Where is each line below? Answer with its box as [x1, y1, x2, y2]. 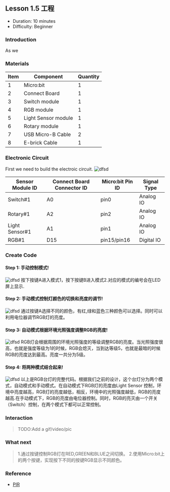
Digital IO [139, 236, 161, 243]
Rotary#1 [8, 210, 30, 217]
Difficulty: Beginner [12, 23, 53, 29]
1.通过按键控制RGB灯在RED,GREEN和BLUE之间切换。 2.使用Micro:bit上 [17, 451, 165, 457]
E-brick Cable [23, 139, 58, 146]
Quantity [77, 73, 100, 80]
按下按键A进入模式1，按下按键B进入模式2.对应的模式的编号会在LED [21, 277, 161, 283]
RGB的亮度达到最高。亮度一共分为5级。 [5, 351, 88, 357]
